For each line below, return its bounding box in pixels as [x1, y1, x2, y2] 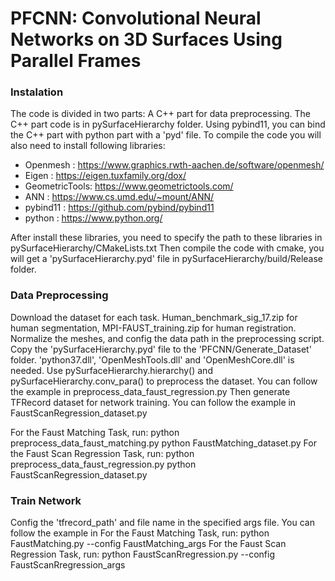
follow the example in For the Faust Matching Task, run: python [10, 527, 270, 539]
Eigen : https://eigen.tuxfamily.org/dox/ [24, 170, 187, 182]
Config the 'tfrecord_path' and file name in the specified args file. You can [10, 517, 315, 529]
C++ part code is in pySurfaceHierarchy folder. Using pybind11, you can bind [10, 118, 326, 131]
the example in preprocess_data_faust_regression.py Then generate [10, 385, 291, 397]
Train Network [10, 493, 82, 507]
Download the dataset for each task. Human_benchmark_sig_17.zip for [10, 311, 298, 323]
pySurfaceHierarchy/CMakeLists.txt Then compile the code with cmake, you [10, 242, 325, 254]
